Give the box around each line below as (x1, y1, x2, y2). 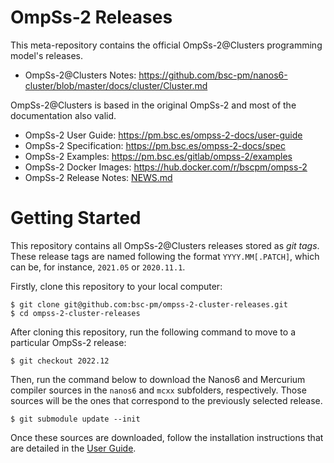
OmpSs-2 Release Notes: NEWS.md (24, 171, 173, 183)
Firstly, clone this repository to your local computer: (10, 280, 223, 292)
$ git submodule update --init (10, 414, 141, 424)
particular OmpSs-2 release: (10, 336, 127, 348)
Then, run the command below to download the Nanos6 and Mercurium (10, 373, 306, 385)
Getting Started (10, 207, 142, 230)
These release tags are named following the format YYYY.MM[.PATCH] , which (10, 250, 320, 262)
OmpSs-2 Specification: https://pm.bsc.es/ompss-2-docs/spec (24, 139, 286, 151)
